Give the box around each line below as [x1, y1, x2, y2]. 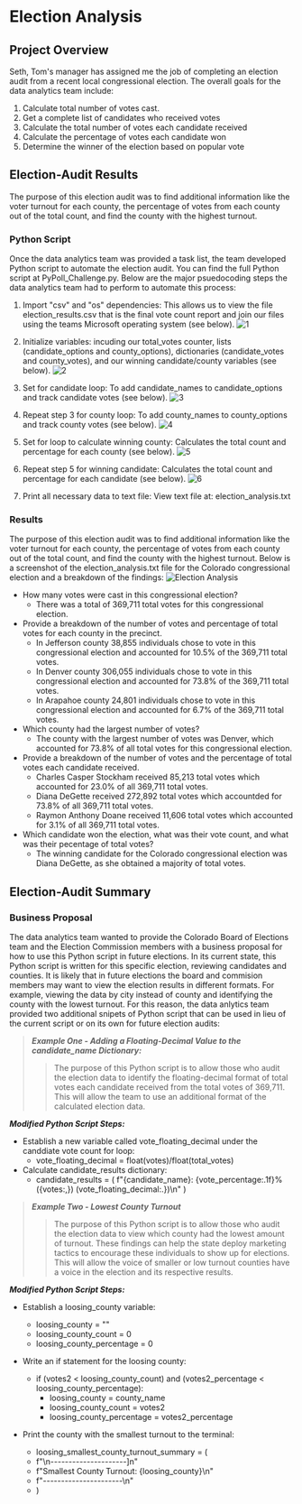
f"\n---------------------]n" [35, 1456, 138, 1467]
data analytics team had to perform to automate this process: [9, 282, 236, 293]
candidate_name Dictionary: [31, 1045, 142, 1056]
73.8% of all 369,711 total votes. [35, 800, 154, 811]
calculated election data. [53, 1101, 146, 1112]
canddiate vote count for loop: [22, 1146, 135, 1157]
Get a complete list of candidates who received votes [22, 113, 221, 123]
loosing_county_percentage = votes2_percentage [49, 1412, 233, 1423]
